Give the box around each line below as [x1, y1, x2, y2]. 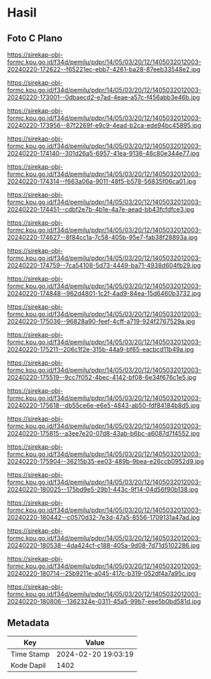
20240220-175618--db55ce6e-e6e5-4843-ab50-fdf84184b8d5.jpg [7, 401, 200, 409]
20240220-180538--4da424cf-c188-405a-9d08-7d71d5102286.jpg [7, 541, 200, 549]
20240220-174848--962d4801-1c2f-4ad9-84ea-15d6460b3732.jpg [7, 290, 201, 297]
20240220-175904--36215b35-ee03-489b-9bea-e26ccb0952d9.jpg [7, 457, 205, 465]
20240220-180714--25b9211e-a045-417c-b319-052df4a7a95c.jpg [7, 569, 197, 577]
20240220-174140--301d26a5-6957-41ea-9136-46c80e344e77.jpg [7, 150, 200, 157]
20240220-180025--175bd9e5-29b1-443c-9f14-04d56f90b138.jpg [7, 485, 199, 494]
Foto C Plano [7, 32, 63, 44]
